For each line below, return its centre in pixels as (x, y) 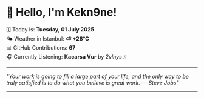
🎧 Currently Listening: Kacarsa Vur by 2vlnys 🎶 (66, 56)
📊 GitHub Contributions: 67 (41, 47)
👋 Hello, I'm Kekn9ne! (62, 12)
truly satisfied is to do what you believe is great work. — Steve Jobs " (93, 83)
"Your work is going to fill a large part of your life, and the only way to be (98, 76)
